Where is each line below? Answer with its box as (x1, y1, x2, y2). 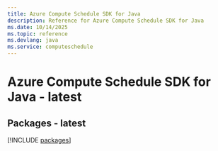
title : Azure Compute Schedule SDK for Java (7, 10, 141, 18)
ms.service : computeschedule (7, 43, 93, 50)
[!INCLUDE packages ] (7, 136, 71, 144)
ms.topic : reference (7, 30, 69, 38)
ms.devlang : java (7, 37, 59, 44)
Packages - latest (7, 117, 86, 129)
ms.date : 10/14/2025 (7, 23, 69, 30)
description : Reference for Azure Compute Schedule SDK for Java (7, 17, 204, 24)
